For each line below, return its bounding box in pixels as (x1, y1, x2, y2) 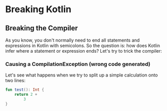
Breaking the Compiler (5, 24, 78, 32)
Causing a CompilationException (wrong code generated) (5, 60, 151, 67)
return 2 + (14, 92, 38, 97)
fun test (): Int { (5, 87, 44, 92)
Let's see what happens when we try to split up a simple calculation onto (5, 72, 158, 78)
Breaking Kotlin (5, 4, 72, 15)
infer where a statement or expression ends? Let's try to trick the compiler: (5, 48, 162, 54)
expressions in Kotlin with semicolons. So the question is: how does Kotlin (5, 43, 160, 49)
